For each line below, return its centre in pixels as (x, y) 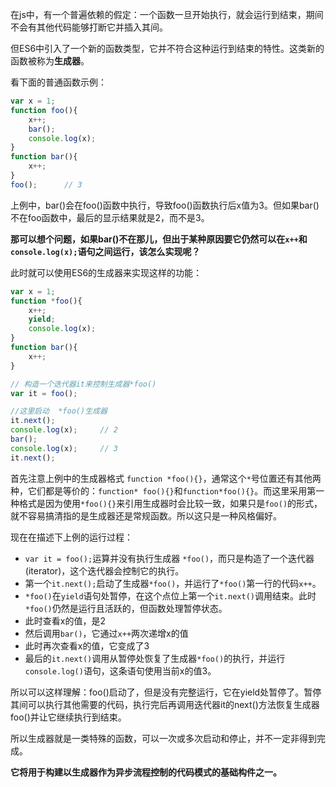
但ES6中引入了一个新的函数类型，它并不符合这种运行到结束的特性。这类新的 (167, 48)
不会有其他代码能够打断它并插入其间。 (89, 27)
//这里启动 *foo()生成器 (59, 411)
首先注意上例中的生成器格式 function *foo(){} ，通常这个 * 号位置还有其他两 (166, 478)
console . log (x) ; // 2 (64, 430)
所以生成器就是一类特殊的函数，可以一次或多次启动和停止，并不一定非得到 (163, 738)
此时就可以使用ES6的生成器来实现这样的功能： (106, 272)
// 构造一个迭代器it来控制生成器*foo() (83, 384)
